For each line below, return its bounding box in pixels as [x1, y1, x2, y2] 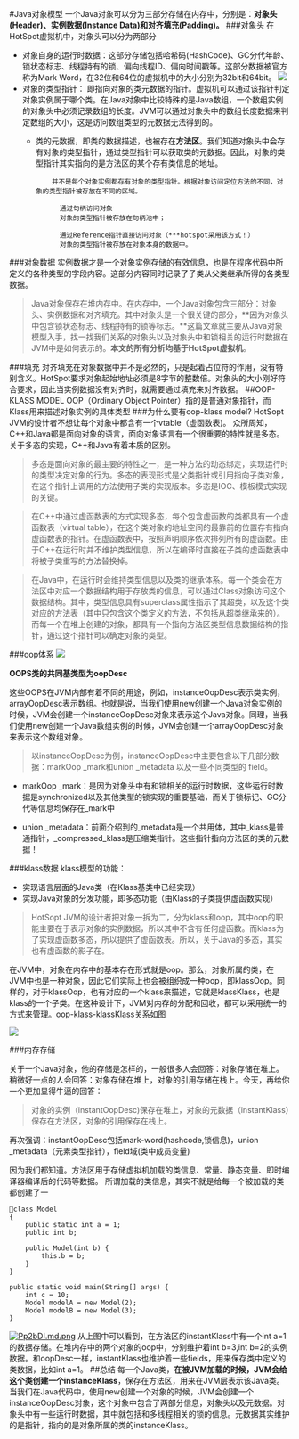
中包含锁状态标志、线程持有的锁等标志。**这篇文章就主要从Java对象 [30, 321, 283, 331]
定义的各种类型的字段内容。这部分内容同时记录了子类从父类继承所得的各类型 [9, 268, 290, 279]
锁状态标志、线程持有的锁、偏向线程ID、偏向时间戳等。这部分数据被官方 [21, 61, 287, 71]
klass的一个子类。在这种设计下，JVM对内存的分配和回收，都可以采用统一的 [9, 998, 287, 1008]
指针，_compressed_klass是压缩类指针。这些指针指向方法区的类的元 [29, 833, 282, 843]
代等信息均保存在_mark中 [21, 803, 116, 814]
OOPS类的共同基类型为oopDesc [9, 668, 128, 678]
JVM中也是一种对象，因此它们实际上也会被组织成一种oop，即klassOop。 [9, 976, 278, 985]
